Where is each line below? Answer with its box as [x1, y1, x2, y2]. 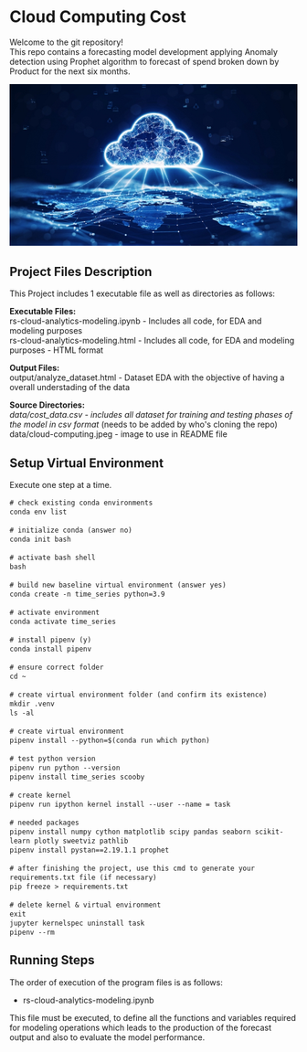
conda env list [9, 507, 68, 516]
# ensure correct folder [9, 663, 104, 672]
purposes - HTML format [9, 345, 103, 356]
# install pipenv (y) [9, 635, 92, 644]
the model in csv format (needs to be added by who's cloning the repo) [9, 419, 279, 430]
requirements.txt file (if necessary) [9, 873, 157, 882]
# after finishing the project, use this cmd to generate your [9, 864, 256, 873]
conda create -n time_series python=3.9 [9, 590, 166, 599]
